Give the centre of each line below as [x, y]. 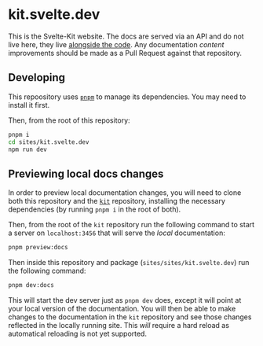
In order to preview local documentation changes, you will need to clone [125, 193]
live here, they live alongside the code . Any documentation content [116, 44]
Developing [37, 77]
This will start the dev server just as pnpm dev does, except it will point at [125, 300]
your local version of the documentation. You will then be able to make [122, 308]
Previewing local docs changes [86, 173]
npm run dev [27, 149]
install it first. [29, 105]
